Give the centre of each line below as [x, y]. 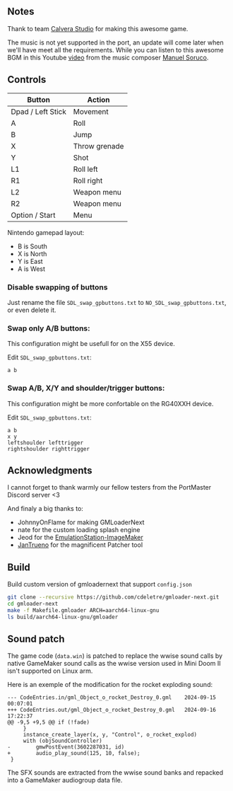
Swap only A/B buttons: [49, 328]
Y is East [30, 261]
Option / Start [33, 215]
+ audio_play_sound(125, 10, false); [74, 754]
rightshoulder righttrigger [49, 449]
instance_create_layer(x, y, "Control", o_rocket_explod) [110, 735]
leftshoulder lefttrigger [45, 443]
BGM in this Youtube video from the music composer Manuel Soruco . [108, 57]
